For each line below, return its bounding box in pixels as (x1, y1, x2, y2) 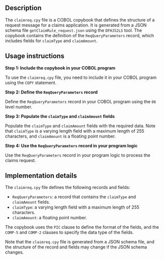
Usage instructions (5, 52, 65, 60)
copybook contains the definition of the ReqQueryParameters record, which (5, 32, 154, 38)
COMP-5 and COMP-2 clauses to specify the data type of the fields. (5, 230, 134, 236)
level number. (5, 104, 33, 110)
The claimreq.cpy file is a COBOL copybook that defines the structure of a (5, 17, 155, 23)
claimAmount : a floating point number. (12, 215, 87, 221)
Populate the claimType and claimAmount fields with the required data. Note (5, 122, 156, 129)
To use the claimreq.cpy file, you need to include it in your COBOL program (5, 74, 157, 80)
